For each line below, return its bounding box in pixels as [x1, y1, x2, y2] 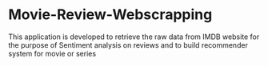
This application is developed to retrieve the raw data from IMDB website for [8, 32, 260, 41]
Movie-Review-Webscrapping [8, 6, 213, 24]
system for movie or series [8, 49, 97, 58]
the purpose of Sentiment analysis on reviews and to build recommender [8, 40, 248, 49]
